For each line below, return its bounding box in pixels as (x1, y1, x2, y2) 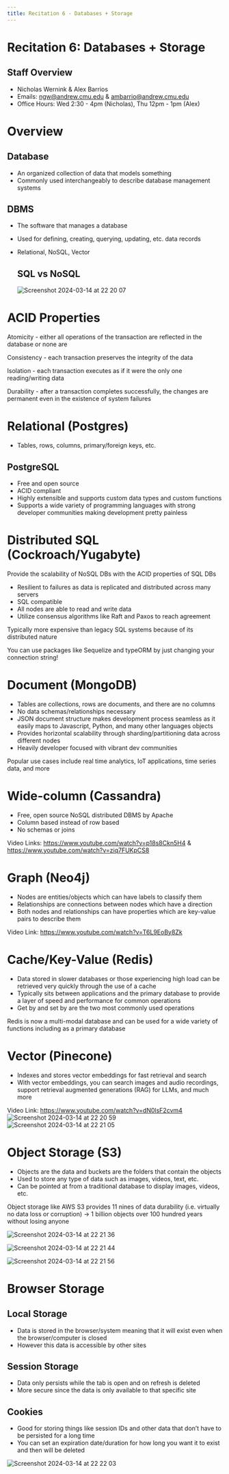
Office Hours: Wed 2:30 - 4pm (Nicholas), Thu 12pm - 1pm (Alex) (16, 99, 200, 108)
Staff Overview (7, 67, 73, 79)
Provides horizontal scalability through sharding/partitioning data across (16, 729, 221, 737)
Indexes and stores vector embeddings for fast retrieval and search (16, 1071, 207, 1079)
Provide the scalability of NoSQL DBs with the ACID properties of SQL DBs (7, 570, 217, 578)
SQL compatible (16, 597, 63, 605)
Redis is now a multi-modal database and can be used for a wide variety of (7, 1017, 218, 1025)
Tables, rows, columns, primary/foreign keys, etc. (16, 442, 156, 450)
